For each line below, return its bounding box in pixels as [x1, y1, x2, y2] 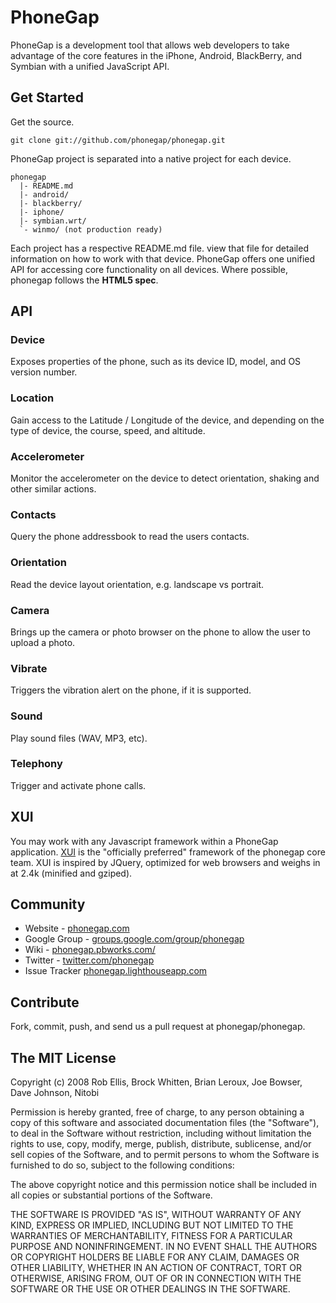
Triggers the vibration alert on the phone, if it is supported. [10, 684, 252, 696]
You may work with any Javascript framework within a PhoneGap [10, 835, 279, 847]
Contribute [10, 994, 80, 1011]
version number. [10, 366, 78, 378]
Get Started [10, 89, 84, 106]
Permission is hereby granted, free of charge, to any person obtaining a [10, 1106, 305, 1118]
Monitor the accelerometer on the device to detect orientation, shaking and [10, 472, 320, 485]
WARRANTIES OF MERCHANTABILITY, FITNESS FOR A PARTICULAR [10, 1230, 293, 1242]
